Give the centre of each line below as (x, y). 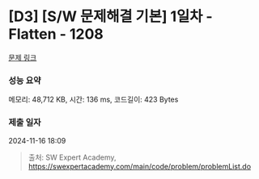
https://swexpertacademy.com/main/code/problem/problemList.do (140, 166)
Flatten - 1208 (56, 34)
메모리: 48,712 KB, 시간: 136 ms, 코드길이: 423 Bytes (93, 100)
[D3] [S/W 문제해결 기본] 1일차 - (110, 17)
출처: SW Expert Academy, (72, 157)
